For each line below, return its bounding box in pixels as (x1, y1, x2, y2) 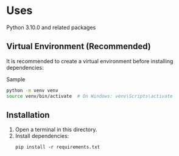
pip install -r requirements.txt (15, 144, 100, 151)
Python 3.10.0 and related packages (6, 24, 96, 31)
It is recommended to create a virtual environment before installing (6, 57, 174, 64)
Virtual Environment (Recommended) (6, 41, 151, 52)
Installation (6, 110, 50, 120)
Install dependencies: (15, 132, 69, 140)
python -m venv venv (6, 87, 59, 93)
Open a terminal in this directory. (15, 126, 97, 134)
